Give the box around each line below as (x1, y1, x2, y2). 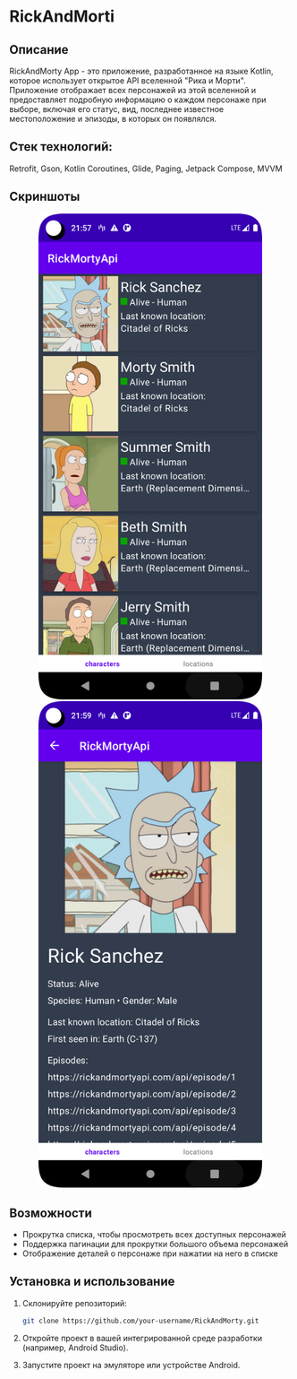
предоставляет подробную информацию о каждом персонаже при (9, 94, 267, 105)
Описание (9, 42, 69, 57)
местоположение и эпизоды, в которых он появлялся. (9, 114, 217, 124)
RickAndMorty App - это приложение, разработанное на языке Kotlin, (9, 65, 274, 76)
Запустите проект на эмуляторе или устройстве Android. (21, 1359, 241, 1370)
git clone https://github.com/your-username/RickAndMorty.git (21, 1316, 259, 1325)
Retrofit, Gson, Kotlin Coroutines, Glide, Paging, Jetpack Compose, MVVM (9, 163, 284, 174)
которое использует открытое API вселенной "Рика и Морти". (9, 75, 246, 86)
